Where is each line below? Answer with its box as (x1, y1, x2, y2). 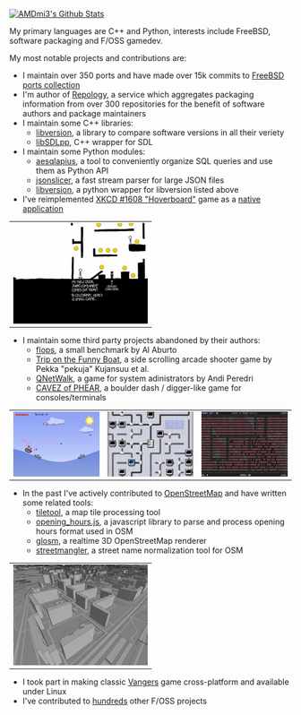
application (21, 203, 64, 214)
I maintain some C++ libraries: (21, 117, 134, 128)
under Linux (21, 686, 67, 697)
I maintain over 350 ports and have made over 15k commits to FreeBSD (21, 70, 285, 81)
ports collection (21, 80, 81, 90)
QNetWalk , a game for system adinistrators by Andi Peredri (35, 373, 254, 384)
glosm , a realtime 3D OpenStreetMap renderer (35, 536, 208, 546)
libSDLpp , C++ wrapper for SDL (35, 137, 154, 147)
